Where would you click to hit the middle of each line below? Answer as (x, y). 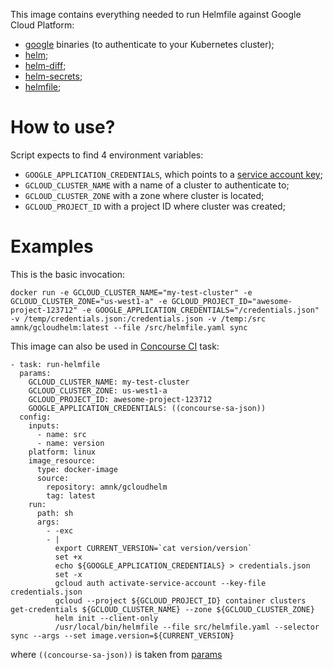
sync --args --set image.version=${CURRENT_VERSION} (122, 635)
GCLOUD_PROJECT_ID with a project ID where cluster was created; (155, 206)
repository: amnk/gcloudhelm (107, 487)
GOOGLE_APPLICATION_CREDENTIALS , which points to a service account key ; (173, 174)
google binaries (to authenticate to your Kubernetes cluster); (149, 44)
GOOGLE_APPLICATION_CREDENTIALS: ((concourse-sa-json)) (147, 408)
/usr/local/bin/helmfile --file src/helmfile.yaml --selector (187, 627)
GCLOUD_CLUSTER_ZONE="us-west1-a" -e (89, 301)
